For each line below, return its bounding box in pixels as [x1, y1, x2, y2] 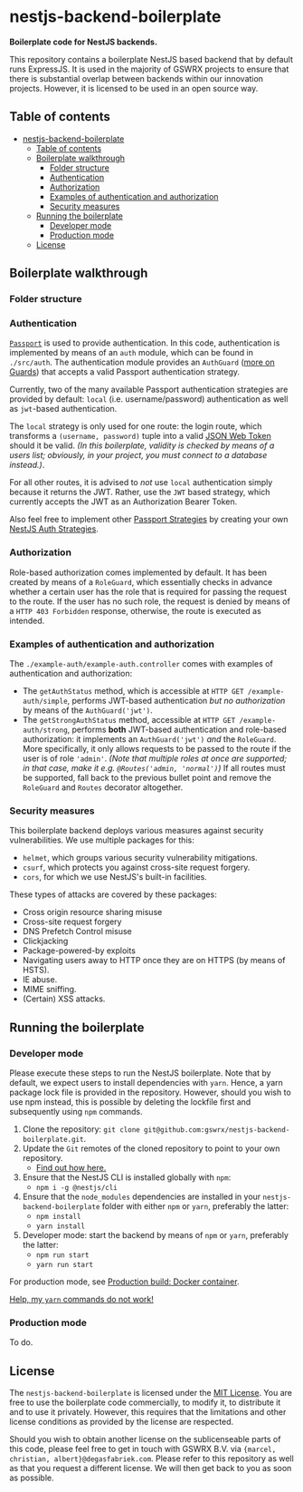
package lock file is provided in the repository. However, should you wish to [9, 1087, 291, 1097]
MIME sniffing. [22, 984, 77, 995]
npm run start [35, 1250, 90, 1260]
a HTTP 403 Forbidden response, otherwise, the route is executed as [9, 605, 262, 616]
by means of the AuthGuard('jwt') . [22, 705, 153, 716]
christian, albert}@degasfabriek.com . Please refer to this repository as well [9, 1453, 294, 1464]
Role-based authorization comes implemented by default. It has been [9, 567, 268, 578]
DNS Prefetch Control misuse [22, 926, 133, 937]
